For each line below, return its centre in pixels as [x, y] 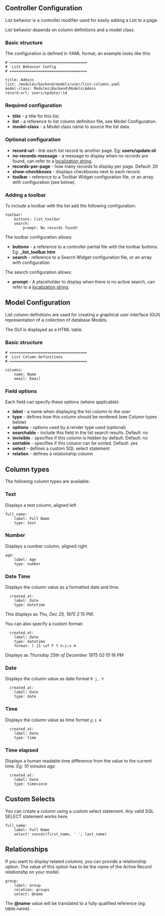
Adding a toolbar [25, 195]
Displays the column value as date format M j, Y [55, 679]
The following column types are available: [47, 482]
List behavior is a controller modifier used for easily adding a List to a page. [82, 20]
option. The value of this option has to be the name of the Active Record [79, 866]
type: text [25, 523]
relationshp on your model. [33, 872]
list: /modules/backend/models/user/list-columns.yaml [63, 84]
